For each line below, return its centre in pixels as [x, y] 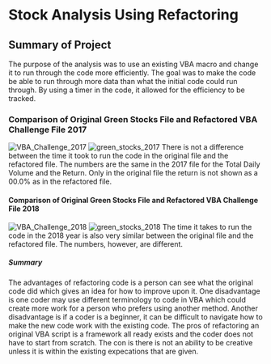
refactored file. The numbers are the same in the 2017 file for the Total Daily [134, 164]
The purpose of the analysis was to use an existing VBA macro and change [133, 64]
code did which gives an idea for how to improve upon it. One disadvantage [134, 291]
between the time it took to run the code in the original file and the [119, 156]
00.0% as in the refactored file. [60, 182]
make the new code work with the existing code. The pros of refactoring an [134, 326]
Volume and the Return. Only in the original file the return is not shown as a [133, 173]
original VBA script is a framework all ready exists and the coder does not [131, 334]
